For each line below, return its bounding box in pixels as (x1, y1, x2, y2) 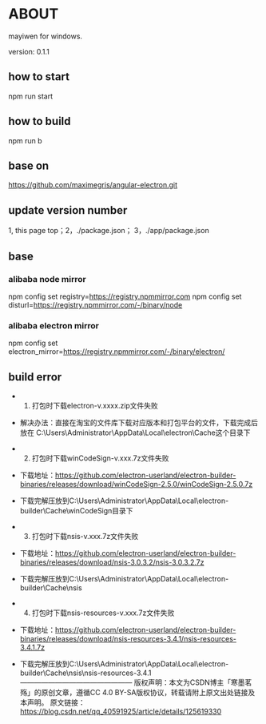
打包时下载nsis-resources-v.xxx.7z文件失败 (31, 608, 175, 617)
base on (8, 159, 50, 172)
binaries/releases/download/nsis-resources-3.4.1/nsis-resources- (19, 633, 237, 643)
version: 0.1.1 (8, 46, 50, 56)
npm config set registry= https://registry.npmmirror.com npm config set (8, 292, 242, 301)
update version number (8, 203, 128, 217)
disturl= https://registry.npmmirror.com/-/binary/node (8, 300, 183, 309)
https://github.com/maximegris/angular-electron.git (8, 180, 178, 190)
